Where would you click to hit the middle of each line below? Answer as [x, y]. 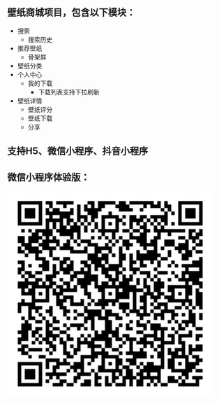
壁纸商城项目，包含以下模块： [71, 13]
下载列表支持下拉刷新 [69, 92]
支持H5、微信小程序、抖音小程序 [78, 151]
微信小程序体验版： [48, 177]
